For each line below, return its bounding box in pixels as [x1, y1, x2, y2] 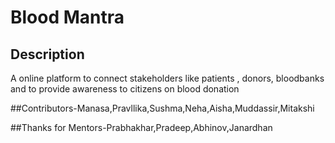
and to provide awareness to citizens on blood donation [10, 83, 240, 95]
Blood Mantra [10, 6, 125, 29]
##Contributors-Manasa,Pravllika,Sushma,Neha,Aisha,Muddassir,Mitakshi [10, 102, 315, 114]
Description [10, 46, 85, 63]
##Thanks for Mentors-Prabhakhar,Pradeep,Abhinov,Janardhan [10, 122, 273, 133]
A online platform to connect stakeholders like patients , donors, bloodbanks [10, 72, 325, 84]
